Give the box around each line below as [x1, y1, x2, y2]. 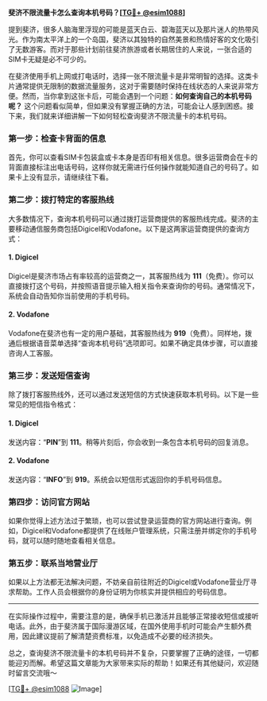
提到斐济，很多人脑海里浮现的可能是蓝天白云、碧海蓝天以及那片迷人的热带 [8, 25, 252, 34]
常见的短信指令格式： [8, 399, 78, 409]
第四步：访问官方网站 [8, 497, 90, 508]
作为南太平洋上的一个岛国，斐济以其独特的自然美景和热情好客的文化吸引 [21, 35, 259, 44]
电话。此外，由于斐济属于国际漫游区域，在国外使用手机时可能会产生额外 [8, 621, 245, 631]
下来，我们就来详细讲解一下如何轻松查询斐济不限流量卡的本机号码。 [8, 111, 231, 120]
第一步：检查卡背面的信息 [8, 133, 106, 144]
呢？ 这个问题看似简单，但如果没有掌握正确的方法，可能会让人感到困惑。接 [8, 101, 254, 111]
